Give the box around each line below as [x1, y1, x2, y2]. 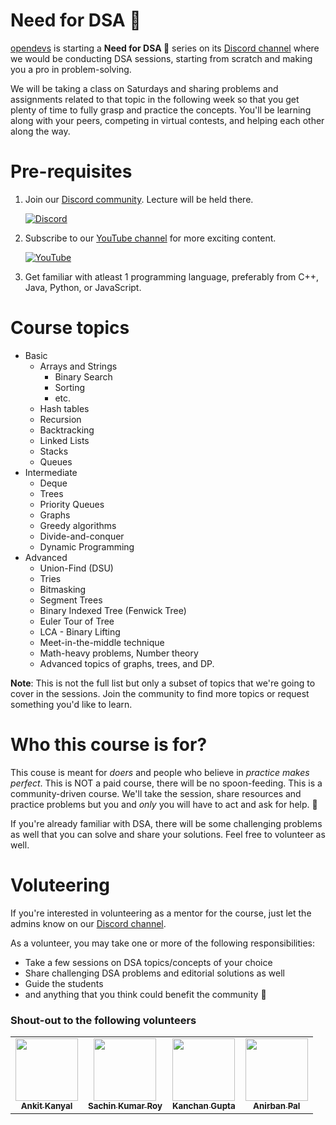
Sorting [54, 381, 86, 393]
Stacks [39, 445, 69, 457]
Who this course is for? [10, 734, 208, 756]
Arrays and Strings [39, 360, 118, 372]
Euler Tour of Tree [39, 615, 115, 627]
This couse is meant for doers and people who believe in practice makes [10, 766, 310, 778]
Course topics [10, 317, 130, 339]
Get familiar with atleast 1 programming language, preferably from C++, [24, 270, 320, 283]
